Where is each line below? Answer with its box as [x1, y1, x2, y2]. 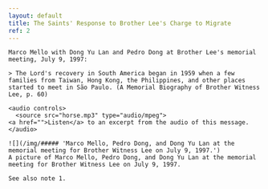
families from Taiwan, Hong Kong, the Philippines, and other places [8, 77, 246, 85]
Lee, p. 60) [8, 90, 48, 99]
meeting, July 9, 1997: [8, 55, 88, 64]
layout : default [8, 11, 63, 20]
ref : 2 [8, 26, 30, 34]
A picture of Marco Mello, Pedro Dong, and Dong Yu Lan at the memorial [8, 154, 257, 162]
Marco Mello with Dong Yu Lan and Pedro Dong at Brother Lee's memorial [8, 49, 257, 57]
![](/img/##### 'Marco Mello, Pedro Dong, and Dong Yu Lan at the [8, 139, 235, 148]
